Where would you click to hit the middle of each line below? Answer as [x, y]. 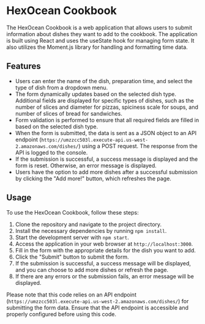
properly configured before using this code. [61, 314]
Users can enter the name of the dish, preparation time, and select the [104, 81]
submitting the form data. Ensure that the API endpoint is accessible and [97, 307]
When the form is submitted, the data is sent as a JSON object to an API [106, 133]
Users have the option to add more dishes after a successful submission [106, 172]
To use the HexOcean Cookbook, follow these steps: [73, 212]
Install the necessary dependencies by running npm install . [91, 230]
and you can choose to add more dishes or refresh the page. [92, 270]
